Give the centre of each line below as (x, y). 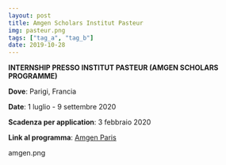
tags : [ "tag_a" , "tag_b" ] (51, 38)
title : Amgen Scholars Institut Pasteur (76, 23)
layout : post (30, 15)
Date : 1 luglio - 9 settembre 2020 (62, 107)
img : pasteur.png (37, 30)
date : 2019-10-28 (37, 45)
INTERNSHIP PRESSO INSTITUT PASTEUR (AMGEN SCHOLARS (113, 67)
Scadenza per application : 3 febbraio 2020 (80, 122)
